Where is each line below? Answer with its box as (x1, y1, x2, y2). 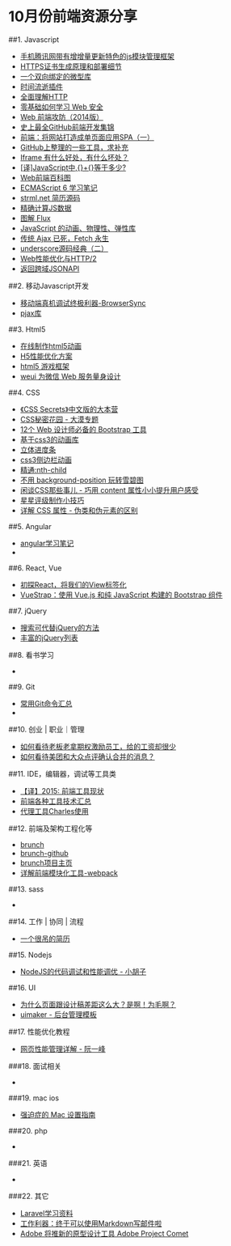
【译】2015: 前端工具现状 (19, 786, 105, 795)
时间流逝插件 (19, 82, 63, 91)
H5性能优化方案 (19, 351, 73, 361)
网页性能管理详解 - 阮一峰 (19, 1044, 107, 1053)
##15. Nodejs (8, 950, 52, 960)
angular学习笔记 (19, 538, 74, 548)
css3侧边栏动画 (19, 455, 73, 464)
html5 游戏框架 (19, 361, 70, 371)
